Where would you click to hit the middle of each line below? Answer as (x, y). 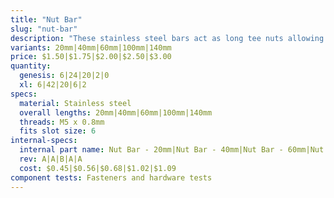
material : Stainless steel (75, 103)
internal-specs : (44, 141)
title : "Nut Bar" (46, 19)
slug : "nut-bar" (44, 29)
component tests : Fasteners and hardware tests (111, 177)
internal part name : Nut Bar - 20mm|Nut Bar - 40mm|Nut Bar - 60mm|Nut (172, 150)
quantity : (31, 66)
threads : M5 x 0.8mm (62, 122)
